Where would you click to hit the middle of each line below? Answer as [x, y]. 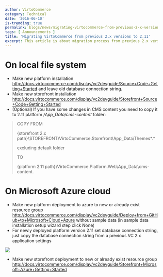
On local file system [46, 65]
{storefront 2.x [31, 133]
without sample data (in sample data [112, 220]
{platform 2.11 [30, 166]
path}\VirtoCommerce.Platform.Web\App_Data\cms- [97, 166]
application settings [32, 241]
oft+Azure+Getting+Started [39, 269]
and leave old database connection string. [80, 89]
